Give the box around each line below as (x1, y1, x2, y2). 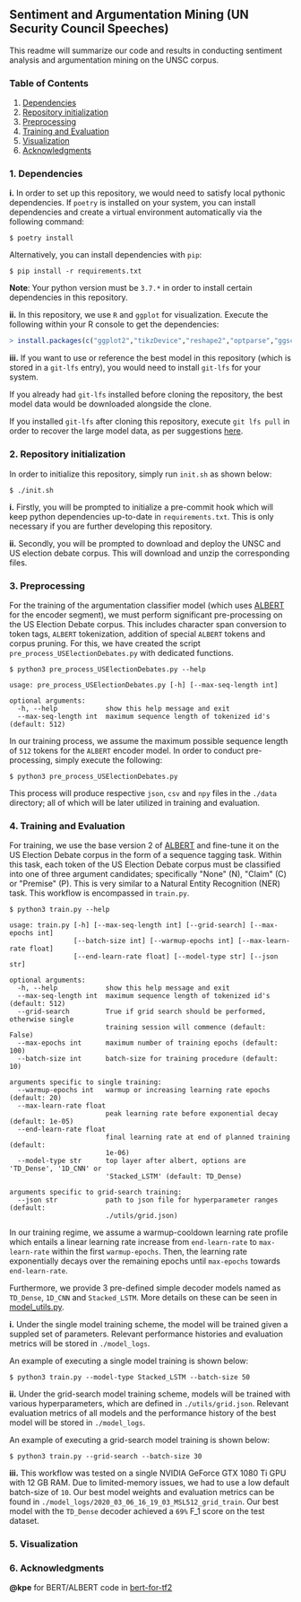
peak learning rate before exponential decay (105, 1109, 279, 1118)
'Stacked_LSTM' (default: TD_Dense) (105, 1172, 243, 1181)
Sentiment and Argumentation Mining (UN (9, 7, 249, 22)
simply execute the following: (55, 754, 163, 766)
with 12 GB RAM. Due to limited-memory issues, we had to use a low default (9, 1477, 289, 1488)
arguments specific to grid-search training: (9, 1188, 182, 1197)
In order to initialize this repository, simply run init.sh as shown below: (9, 468, 272, 479)
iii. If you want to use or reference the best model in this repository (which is (9, 353, 291, 363)
